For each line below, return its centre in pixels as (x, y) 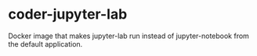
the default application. (45, 44)
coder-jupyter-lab (68, 14)
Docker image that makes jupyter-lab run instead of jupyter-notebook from (128, 36)
